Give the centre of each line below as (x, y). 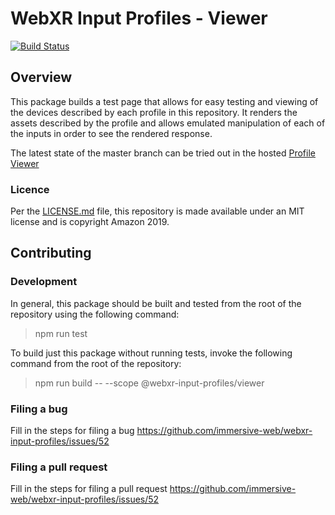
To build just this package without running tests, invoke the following (151, 353)
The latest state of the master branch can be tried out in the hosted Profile (163, 153)
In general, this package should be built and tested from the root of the (156, 303)
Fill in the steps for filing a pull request (89, 489)
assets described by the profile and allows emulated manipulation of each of (168, 123)
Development (44, 282)
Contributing (51, 253)
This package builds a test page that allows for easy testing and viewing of (164, 101)
